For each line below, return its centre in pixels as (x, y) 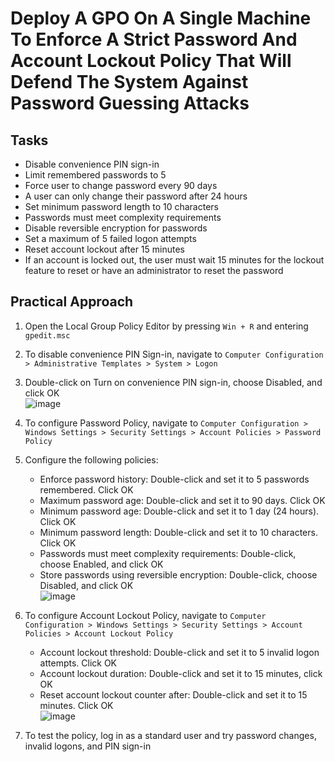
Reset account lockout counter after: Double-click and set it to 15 (173, 694)
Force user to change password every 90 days (121, 185)
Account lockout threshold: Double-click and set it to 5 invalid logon (179, 652)
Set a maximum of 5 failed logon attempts (110, 238)
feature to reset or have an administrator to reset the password (154, 270)
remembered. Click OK (86, 489)
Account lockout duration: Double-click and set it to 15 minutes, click (181, 673)
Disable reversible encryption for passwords (116, 228)
